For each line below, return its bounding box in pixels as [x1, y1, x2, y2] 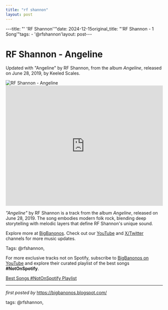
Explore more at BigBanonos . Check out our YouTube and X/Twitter [5, 230, 144, 236]
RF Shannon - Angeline [5, 48, 103, 60]
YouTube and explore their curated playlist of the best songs [5, 260, 130, 266]
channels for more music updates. [5, 235, 76, 241]
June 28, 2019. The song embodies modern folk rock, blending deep [5, 215, 147, 221]
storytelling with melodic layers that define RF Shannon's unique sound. [5, 220, 154, 226]
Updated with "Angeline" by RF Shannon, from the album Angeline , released [5, 65, 162, 71]
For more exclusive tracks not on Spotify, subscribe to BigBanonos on [5, 255, 149, 261]
